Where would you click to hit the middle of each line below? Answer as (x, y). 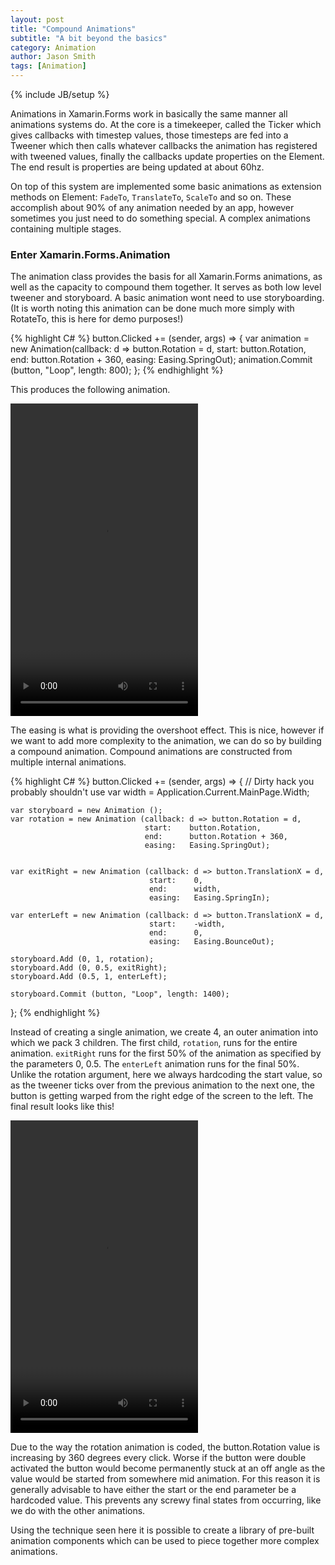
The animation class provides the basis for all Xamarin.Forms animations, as (166, 277)
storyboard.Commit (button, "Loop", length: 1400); (120, 994)
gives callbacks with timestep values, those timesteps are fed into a (149, 135)
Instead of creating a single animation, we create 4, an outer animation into (164, 1032)
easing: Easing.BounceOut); (211, 942)
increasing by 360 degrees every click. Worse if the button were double (158, 1458)
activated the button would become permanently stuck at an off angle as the (168, 1468)
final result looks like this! (62, 1107)
